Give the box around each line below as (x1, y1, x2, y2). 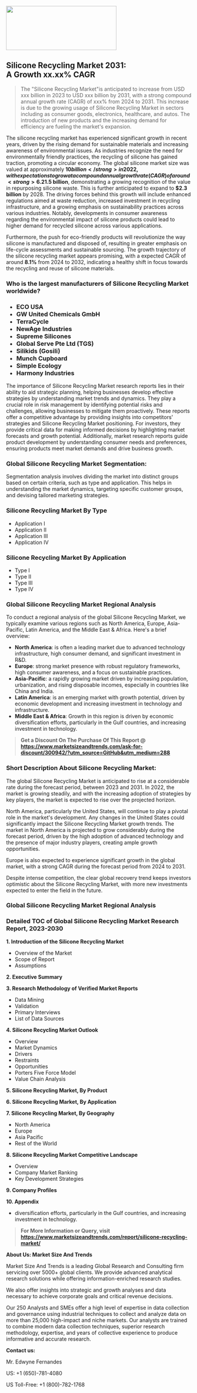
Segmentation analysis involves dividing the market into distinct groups (6, 473, 179, 480)
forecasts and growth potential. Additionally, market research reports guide (6, 433, 188, 440)
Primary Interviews (14, 1008, 61, 1016)
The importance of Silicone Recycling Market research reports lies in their (6, 382, 185, 389)
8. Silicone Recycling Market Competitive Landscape (6, 1151, 138, 1158)
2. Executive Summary (6, 973, 63, 981)
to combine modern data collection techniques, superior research (6, 1323, 165, 1330)
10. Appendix (6, 1198, 39, 1205)
